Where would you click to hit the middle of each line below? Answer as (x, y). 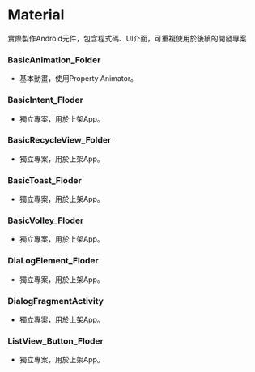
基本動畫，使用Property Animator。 (79, 79)
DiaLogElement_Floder (53, 261)
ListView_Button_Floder (56, 340)
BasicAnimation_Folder (54, 60)
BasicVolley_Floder (46, 220)
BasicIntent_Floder (46, 100)
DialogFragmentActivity (56, 301)
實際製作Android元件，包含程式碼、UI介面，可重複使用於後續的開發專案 (127, 38)
